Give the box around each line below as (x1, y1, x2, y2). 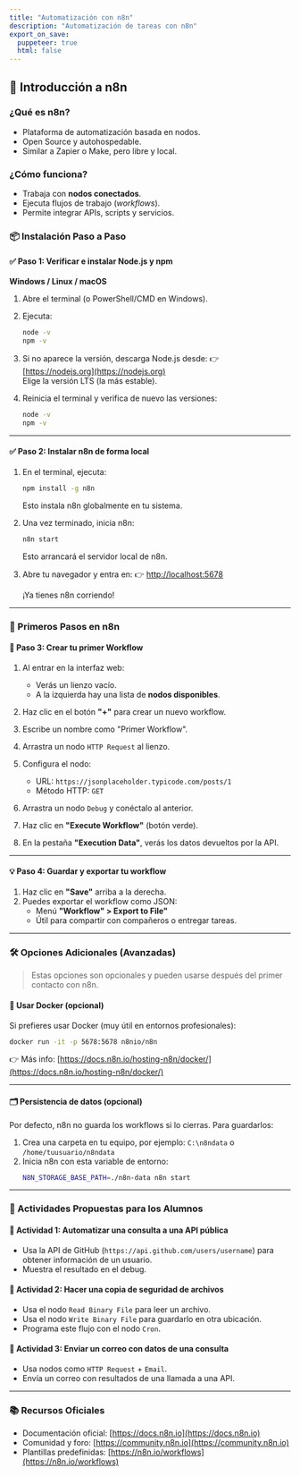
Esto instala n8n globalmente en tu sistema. (21, 500, 183, 511)
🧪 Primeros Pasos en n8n (9, 620, 121, 632)
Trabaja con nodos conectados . (21, 189, 142, 199)
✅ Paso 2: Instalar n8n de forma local (9, 446, 150, 457)
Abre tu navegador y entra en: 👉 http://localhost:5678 (21, 569, 223, 580)
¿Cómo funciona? (9, 167, 87, 180)
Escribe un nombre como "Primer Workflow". (21, 724, 188, 734)
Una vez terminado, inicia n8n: (21, 517, 135, 528)
